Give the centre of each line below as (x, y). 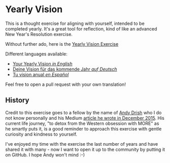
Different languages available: (36, 54)
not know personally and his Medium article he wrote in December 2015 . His (85, 118)
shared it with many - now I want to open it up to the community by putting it (85, 149)
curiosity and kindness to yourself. (41, 134)
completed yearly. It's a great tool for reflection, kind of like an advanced (81, 28)
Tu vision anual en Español (41, 74)
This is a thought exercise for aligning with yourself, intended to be (75, 23)
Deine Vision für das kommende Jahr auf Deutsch (65, 69)
